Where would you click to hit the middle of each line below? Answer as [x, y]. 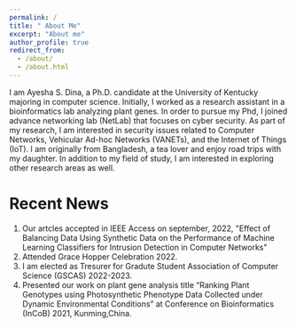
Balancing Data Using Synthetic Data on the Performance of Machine [148, 237]
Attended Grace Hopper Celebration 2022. [100, 256]
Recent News [59, 204]
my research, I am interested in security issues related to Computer [132, 130]
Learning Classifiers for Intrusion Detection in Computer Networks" [144, 247]
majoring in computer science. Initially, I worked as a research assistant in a [147, 101]
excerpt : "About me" [47, 34]
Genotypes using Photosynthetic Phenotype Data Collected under [142, 294]
